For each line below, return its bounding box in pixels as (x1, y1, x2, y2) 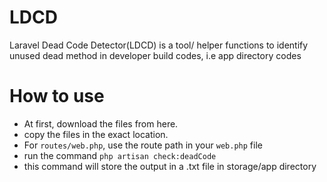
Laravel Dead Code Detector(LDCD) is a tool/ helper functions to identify (9, 39, 309, 51)
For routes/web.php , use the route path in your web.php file (23, 139, 263, 151)
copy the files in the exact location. (23, 128, 169, 140)
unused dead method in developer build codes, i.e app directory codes (9, 49, 302, 61)
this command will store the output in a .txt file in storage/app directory (23, 160, 317, 172)
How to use (9, 85, 105, 108)
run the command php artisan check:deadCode (23, 149, 217, 161)
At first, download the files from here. (23, 117, 179, 130)
